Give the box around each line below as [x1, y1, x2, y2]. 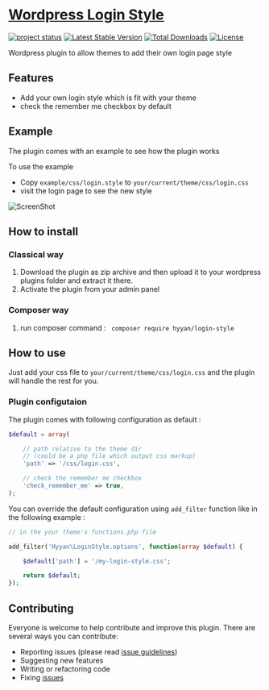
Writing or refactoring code [19, 663, 110, 674]
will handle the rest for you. [8, 376, 99, 386]
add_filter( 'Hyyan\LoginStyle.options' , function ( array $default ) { [8, 542, 243, 551]
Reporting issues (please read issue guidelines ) [19, 646, 178, 656]
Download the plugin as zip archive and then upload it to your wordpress [19, 268, 262, 277]
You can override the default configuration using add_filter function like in [8, 504, 258, 513]
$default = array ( [8, 430, 70, 439]
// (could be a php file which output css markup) [23, 452, 197, 460]
